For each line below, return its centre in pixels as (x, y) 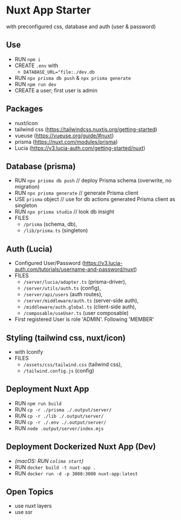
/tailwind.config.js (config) (59, 370)
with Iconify (29, 352)
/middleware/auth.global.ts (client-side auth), (80, 307)
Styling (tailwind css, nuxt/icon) (66, 338)
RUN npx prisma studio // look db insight (64, 212)
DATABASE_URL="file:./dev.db (59, 72)
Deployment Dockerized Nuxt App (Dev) (81, 447)
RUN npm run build (38, 403)
